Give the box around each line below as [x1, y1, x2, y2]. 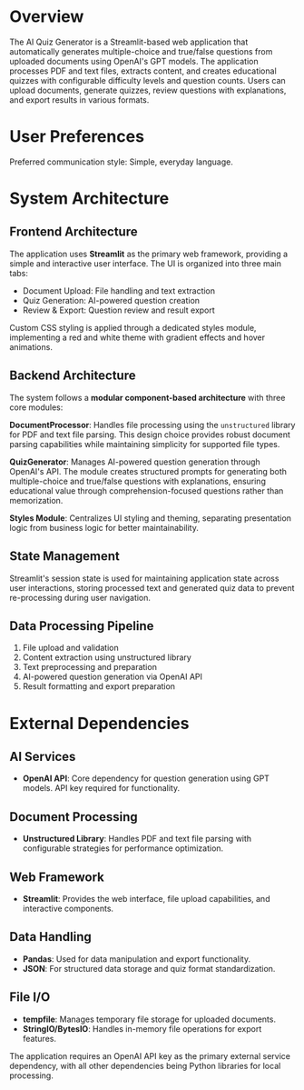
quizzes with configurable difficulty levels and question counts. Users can [9, 75, 286, 85]
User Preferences [9, 126, 145, 147]
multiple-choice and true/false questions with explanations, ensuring [9, 475, 266, 486]
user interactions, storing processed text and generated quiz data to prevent [9, 582, 295, 593]
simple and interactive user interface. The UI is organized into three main [9, 257, 281, 269]
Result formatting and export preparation [22, 681, 175, 692]
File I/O [9, 989, 51, 1005]
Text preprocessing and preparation [22, 662, 157, 673]
